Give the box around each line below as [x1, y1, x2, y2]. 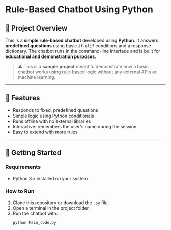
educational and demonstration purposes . [5, 53, 97, 60]
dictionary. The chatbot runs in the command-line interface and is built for [5, 48, 160, 54]
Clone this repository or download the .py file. [12, 199, 109, 206]
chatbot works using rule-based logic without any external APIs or [17, 69, 157, 75]
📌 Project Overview [5, 24, 68, 33]
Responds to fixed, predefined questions [12, 107, 98, 113]
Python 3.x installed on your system [12, 175, 88, 181]
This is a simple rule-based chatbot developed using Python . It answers [5, 37, 159, 43]
